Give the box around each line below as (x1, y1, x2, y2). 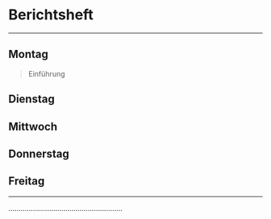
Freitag (8, 175, 45, 188)
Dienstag (8, 93, 55, 106)
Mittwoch (8, 119, 58, 134)
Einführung (27, 68, 66, 78)
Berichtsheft (8, 6, 94, 24)
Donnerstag (8, 147, 70, 160)
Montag (8, 48, 48, 61)
